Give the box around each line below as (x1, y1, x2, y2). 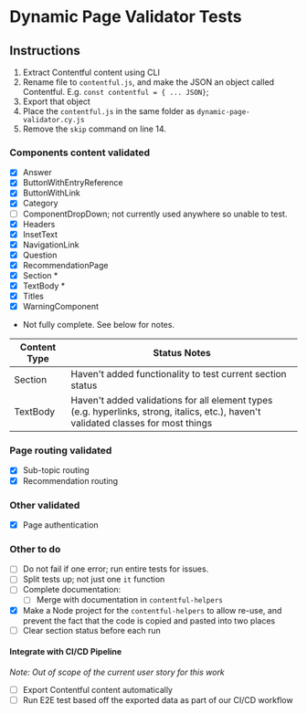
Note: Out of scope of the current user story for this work (9, 667, 226, 677)
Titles (22, 290, 44, 302)
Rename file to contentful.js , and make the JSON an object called (22, 77, 275, 88)
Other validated (9, 499, 80, 511)
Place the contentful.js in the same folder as (22, 106, 195, 116)
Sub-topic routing (22, 465, 90, 476)
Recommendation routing (22, 475, 119, 486)
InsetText (22, 228, 58, 239)
